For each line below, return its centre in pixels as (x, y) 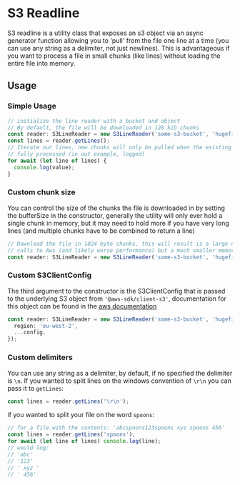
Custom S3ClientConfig (50, 275)
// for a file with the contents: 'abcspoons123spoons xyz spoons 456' (116, 428)
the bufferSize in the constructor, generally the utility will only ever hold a (115, 215)
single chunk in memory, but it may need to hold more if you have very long (119, 223)
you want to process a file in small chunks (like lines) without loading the (114, 56)
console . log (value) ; (44, 167)
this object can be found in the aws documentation (82, 306)
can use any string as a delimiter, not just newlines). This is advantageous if (119, 48)
